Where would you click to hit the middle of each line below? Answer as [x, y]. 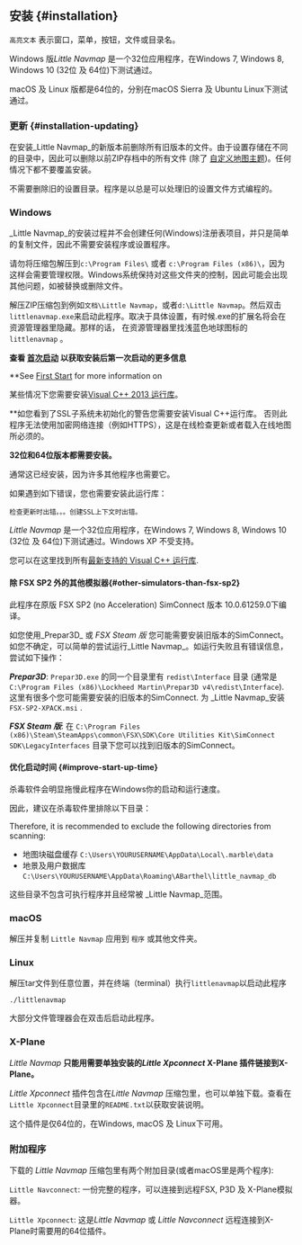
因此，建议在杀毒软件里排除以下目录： [80, 808]
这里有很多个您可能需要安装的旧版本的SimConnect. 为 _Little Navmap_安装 [147, 697]
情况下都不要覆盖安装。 [53, 170]
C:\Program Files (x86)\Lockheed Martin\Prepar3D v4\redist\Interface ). [147, 686]
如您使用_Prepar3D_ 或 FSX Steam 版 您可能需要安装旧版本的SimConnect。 [149, 635]
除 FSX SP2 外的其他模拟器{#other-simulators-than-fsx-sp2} [125, 582]
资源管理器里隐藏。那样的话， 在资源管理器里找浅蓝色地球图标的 [129, 327]
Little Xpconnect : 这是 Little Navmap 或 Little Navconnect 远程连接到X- [142, 1220]
